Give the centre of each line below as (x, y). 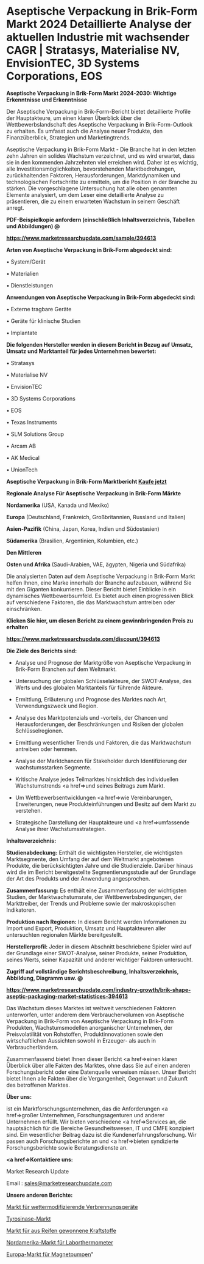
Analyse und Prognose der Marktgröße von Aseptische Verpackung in (103, 662)
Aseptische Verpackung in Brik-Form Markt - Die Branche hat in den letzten (101, 149)
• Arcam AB (21, 446)
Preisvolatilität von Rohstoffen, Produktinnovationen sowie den (85, 1034)
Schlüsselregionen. (39, 730)
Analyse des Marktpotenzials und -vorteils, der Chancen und (92, 717)
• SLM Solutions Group (35, 434)
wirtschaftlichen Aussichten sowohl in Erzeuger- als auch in (81, 1040)
